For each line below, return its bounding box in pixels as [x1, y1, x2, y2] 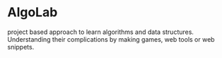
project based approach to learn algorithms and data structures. [7, 28, 194, 36]
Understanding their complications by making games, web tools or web [7, 35, 215, 43]
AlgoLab [7, 4, 58, 21]
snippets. [7, 42, 35, 51]
